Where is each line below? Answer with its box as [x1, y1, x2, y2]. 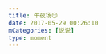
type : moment [8, 33, 52, 42]
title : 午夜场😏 [8, 11, 59, 20]
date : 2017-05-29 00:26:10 [8, 19, 99, 27]
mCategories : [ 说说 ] [8, 26, 75, 34]
